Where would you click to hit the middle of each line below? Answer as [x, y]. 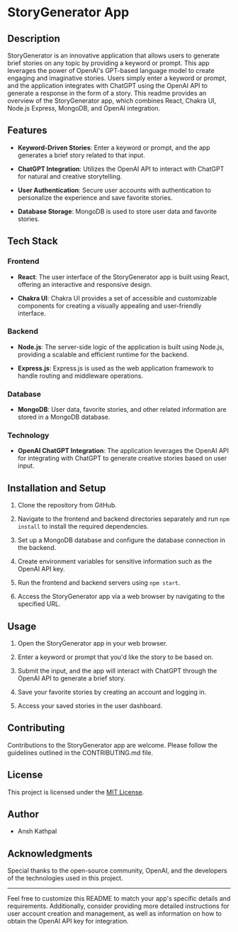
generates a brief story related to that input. [81, 155]
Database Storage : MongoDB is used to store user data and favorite [117, 211]
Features [27, 131]
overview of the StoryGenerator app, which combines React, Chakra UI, [112, 101]
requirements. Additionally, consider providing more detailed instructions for [119, 906]
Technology [28, 435]
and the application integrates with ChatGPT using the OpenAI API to [107, 85]
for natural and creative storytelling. [70, 176]
